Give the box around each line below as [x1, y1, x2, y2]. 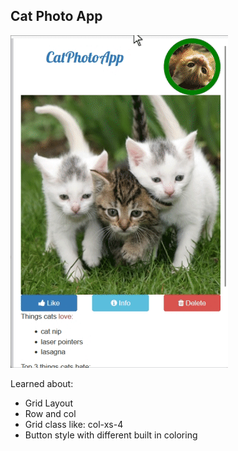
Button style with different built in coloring [24, 429, 198, 441]
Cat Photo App [10, 8, 103, 25]
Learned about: [10, 377, 74, 389]
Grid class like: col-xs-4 [24, 418, 124, 430]
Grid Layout [24, 397, 73, 409]
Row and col [24, 407, 77, 419]
